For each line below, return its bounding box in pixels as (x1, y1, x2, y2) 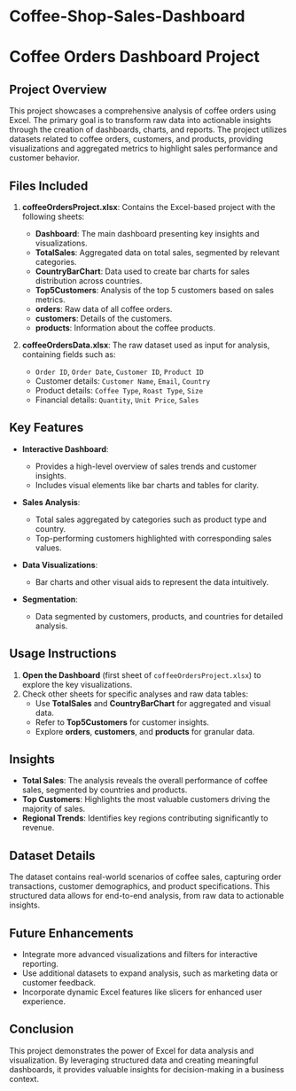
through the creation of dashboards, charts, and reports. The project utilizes (9, 124, 287, 135)
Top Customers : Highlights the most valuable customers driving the (21, 794, 270, 805)
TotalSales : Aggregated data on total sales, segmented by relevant (35, 247, 280, 258)
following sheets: (21, 211, 85, 222)
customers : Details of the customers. (35, 313, 173, 323)
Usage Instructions (9, 646, 117, 661)
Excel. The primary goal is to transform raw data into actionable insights (9, 115, 272, 126)
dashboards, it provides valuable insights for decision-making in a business (9, 1064, 284, 1074)
